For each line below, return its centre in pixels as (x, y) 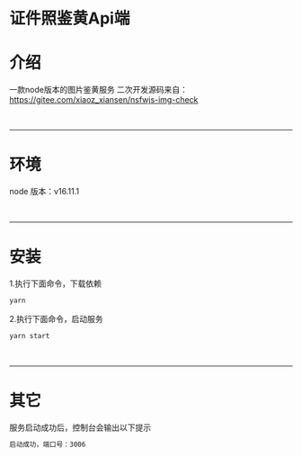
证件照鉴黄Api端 (70, 18)
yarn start (30, 336)
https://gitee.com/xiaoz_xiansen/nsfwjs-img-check (104, 100)
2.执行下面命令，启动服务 (56, 318)
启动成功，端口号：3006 (48, 444)
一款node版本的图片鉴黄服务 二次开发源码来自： (99, 90)
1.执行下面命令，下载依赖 (55, 283)
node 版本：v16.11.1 (44, 192)
